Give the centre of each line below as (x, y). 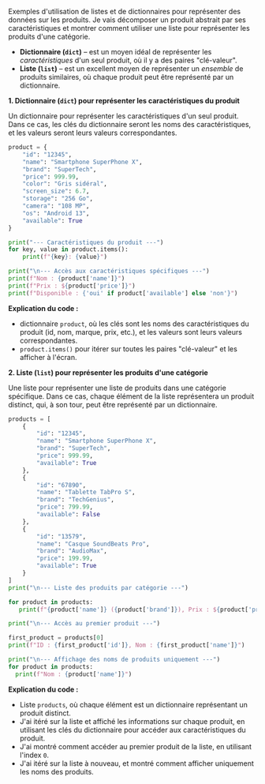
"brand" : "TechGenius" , (75, 500)
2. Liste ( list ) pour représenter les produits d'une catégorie (108, 372)
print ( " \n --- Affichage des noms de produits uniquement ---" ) (114, 659)
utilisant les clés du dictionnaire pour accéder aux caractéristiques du (132, 730)
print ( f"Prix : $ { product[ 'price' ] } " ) (72, 286)
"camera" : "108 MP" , (56, 206)
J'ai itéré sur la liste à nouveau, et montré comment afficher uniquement (136, 763)
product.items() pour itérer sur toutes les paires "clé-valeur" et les (129, 349)
